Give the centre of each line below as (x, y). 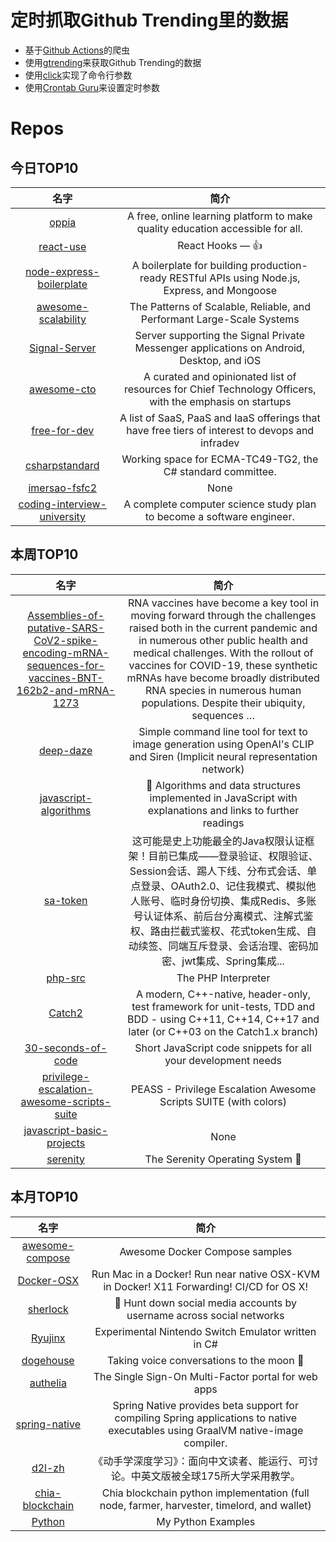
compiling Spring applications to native (205, 1418)
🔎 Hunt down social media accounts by (206, 1303)
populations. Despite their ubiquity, (223, 703)
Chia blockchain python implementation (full (205, 1493)
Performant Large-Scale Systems (220, 319)
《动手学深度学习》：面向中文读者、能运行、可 (201, 1461)
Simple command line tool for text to (223, 731)
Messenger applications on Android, (219, 348)
